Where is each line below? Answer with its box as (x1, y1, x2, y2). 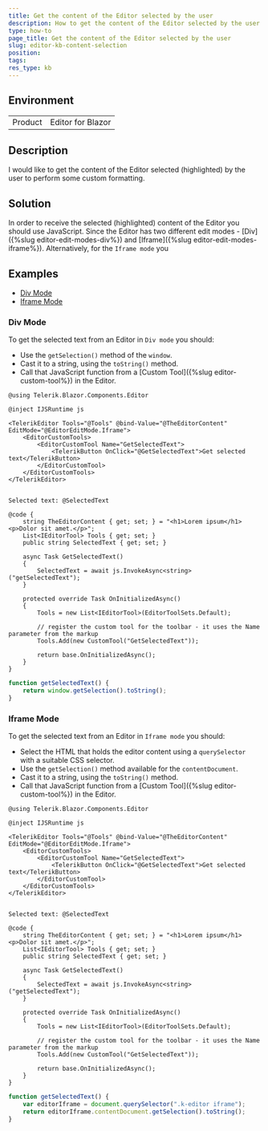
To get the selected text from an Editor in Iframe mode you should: (8, 732, 225, 741)
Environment (8, 94, 75, 107)
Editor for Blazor (50, 116, 112, 128)
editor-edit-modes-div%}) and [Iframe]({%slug (36, 235, 193, 245)
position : (8, 49, 42, 57)
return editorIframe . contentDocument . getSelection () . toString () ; (22, 1108, 246, 1116)
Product (12, 116, 43, 128)
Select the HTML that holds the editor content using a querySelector (19, 747, 246, 756)
